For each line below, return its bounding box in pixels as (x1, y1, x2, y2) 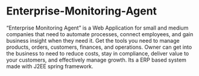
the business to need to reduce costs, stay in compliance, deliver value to (6, 49, 189, 57)
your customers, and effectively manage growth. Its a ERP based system (6, 56, 187, 63)
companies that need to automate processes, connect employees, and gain (6, 30, 194, 37)
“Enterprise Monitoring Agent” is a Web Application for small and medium (6, 24, 189, 31)
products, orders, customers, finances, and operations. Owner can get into (6, 43, 192, 51)
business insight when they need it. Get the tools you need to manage (6, 37, 180, 44)
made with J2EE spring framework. (6, 62, 93, 70)
